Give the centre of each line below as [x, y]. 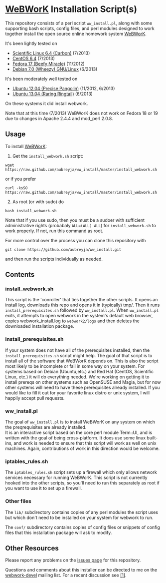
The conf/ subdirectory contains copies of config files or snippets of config [83, 527]
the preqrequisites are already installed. [46, 427]
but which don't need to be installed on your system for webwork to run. [79, 517]
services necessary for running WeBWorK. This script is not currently [77, 478]
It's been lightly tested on [31, 43]
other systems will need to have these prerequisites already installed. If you [83, 387]
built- [152, 438]
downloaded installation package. [40, 326]
